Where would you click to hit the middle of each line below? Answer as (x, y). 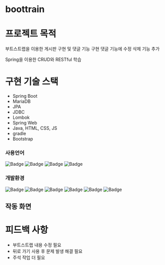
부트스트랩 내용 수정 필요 (37, 245)
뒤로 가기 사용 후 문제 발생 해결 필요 (47, 251)
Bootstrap (23, 139)
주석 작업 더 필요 (29, 257)
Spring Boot (25, 96)
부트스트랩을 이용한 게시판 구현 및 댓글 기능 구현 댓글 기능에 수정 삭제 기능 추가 (82, 49)
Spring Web (25, 123)
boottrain (25, 9)
